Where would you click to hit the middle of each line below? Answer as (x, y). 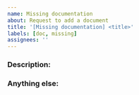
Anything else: (33, 83)
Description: (29, 65)
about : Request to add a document (58, 20)
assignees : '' (28, 40)
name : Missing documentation (50, 14)
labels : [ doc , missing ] (42, 33)
